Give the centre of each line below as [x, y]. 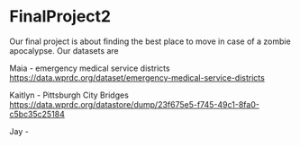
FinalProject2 [60, 17]
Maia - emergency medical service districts [90, 68]
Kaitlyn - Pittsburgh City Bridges [69, 95]
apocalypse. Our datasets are [64, 50]
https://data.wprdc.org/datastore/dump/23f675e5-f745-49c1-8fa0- [134, 104]
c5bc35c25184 [37, 114]
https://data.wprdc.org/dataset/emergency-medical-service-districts [137, 77]
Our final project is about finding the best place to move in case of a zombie [150, 41]
